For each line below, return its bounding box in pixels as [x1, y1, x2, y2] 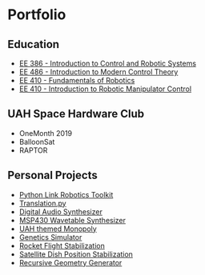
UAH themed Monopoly [18, 224, 97, 233]
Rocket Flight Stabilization [18, 241, 105, 250]
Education [7, 38, 60, 51]
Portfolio [7, 6, 66, 24]
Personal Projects [7, 169, 98, 182]
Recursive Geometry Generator [18, 257, 123, 267]
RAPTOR [18, 145, 48, 155]
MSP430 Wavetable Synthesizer [18, 215, 126, 225]
